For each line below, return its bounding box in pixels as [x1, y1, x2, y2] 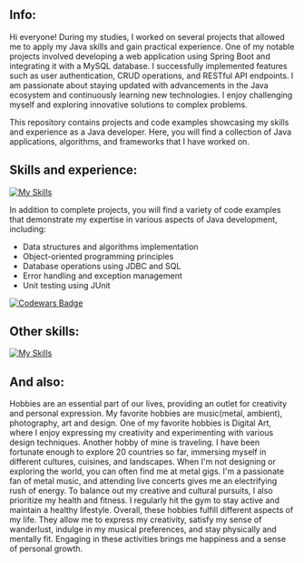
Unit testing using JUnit [22, 279, 111, 290]
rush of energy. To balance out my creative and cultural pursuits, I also [9, 486, 274, 497]
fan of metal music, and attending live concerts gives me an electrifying [9, 476, 278, 487]
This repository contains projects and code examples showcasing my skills [9, 116, 289, 127]
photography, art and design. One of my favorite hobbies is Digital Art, [9, 417, 272, 428]
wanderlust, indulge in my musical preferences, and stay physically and [9, 524, 277, 535]
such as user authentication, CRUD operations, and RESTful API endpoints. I [9, 70, 294, 81]
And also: [9, 374, 65, 389]
